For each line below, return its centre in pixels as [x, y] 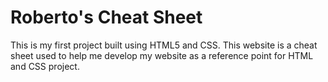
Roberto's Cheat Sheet [106, 17]
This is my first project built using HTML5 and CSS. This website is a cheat [164, 45]
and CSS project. [45, 66]
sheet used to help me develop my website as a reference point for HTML [162, 55]
